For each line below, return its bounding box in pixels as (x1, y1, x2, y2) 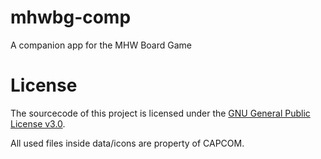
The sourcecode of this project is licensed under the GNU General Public (10, 107, 311, 119)
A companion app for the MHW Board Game (10, 39, 192, 51)
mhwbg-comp (10, 6, 132, 29)
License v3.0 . (10, 117, 66, 130)
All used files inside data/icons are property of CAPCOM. (10, 137, 245, 149)
